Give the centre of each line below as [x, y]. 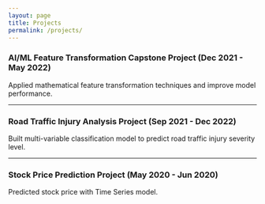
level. [17, 146]
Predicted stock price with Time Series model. [83, 192]
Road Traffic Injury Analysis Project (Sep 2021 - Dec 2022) [122, 121]
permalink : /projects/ [45, 30]
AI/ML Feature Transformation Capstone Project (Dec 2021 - [126, 58]
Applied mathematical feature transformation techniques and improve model [132, 85]
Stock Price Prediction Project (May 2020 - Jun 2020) [113, 175]
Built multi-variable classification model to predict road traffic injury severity [132, 138]
